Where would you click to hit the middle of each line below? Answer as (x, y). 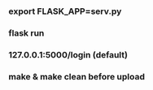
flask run (26, 32)
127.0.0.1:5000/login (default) (68, 54)
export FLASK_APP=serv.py (65, 11)
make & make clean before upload (76, 76)
